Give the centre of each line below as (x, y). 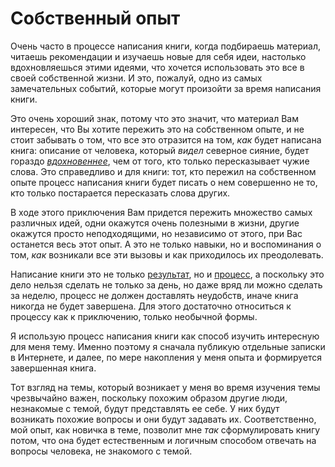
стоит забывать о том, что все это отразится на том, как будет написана (166, 139)
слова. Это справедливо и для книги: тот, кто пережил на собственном (163, 171)
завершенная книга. (53, 368)
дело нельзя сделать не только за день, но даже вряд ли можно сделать (166, 284)
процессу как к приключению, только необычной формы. (134, 316)
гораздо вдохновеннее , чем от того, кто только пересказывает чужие (160, 161)
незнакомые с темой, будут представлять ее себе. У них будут (145, 408)
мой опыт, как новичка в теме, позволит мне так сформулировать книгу (165, 429)
